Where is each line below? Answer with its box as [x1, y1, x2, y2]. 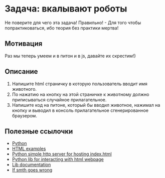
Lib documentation [12, 161, 51, 168]
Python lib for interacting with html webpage [12, 156, 104, 162]
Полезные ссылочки [5, 127, 73, 135]
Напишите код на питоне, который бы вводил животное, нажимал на [12, 102, 160, 108]
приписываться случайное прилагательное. [12, 96, 107, 103]
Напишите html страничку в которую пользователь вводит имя [12, 81, 147, 87]
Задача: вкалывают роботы [5, 3, 127, 15]
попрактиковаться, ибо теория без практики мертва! [5, 25, 119, 31]
